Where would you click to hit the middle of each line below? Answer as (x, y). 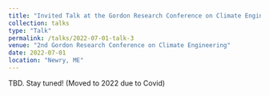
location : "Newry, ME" (46, 61)
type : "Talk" (30, 30)
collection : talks (39, 23)
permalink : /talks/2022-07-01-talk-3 (71, 38)
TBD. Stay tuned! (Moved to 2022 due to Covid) (87, 83)
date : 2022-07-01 (37, 53)
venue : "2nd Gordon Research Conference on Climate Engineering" (119, 46)
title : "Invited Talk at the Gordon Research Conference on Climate (125, 16)
